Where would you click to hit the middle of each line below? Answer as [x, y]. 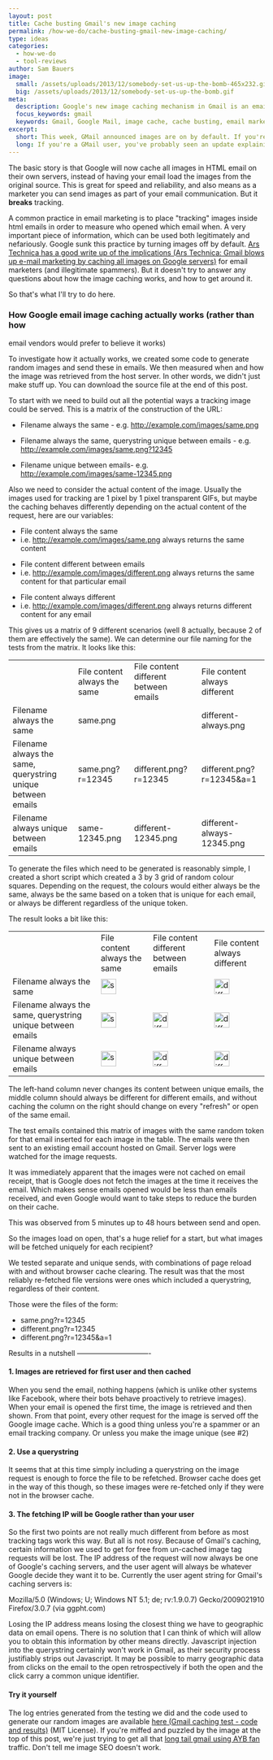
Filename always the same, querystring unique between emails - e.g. [136, 441]
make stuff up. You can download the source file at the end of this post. [128, 385]
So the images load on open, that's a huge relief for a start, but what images [136, 1238]
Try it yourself [33, 1695]
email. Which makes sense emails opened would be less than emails [123, 1189]
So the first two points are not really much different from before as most [129, 1532]
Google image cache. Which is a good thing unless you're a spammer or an [134, 1424]
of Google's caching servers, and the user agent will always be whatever [130, 1567]
